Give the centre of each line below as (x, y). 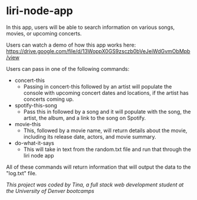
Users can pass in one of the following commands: (68, 68)
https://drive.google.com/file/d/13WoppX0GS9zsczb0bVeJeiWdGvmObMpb (98, 51)
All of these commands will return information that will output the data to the (98, 167)
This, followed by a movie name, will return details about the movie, (105, 130)
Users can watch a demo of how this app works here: (71, 45)
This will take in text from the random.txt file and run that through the (107, 149)
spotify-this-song (36, 105)
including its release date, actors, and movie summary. (90, 136)
